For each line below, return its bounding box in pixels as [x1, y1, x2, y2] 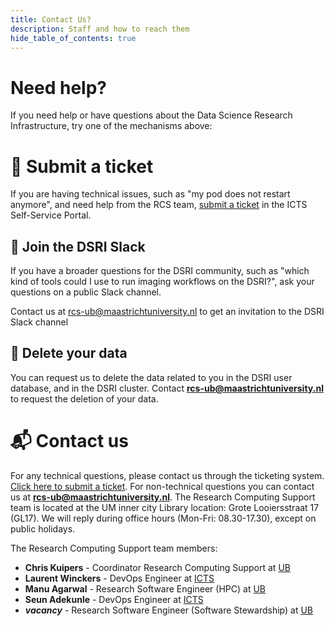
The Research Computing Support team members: [10, 542, 218, 554]
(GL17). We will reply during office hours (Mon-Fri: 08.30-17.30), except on [10, 512, 317, 524]
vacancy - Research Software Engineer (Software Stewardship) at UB [24, 604, 314, 616]
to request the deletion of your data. [10, 392, 159, 405]
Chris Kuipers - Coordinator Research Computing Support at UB [24, 561, 291, 573]
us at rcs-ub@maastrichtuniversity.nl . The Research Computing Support [10, 491, 316, 503]
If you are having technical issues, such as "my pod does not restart [10, 188, 291, 200]
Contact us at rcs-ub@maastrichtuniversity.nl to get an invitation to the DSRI [10, 306, 325, 318]
